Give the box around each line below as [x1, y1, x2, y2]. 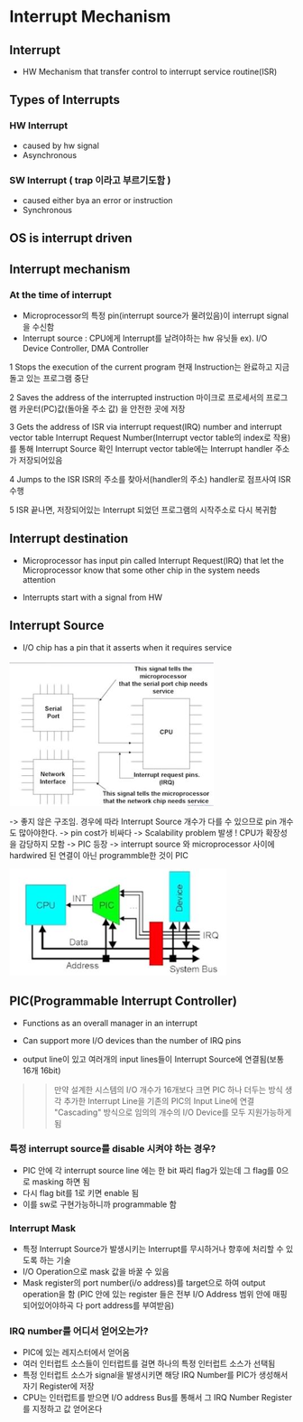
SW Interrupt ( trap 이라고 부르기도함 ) [9, 173, 171, 186]
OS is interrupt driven [9, 230, 133, 246]
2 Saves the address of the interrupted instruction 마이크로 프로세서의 [9, 392, 264, 403]
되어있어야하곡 [22, 1300, 74, 1311]
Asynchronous [22, 149, 78, 160]
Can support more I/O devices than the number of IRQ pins [22, 1034, 242, 1045]
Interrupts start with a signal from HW [22, 592, 163, 603]
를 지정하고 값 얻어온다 [22, 1403, 103, 1415]
